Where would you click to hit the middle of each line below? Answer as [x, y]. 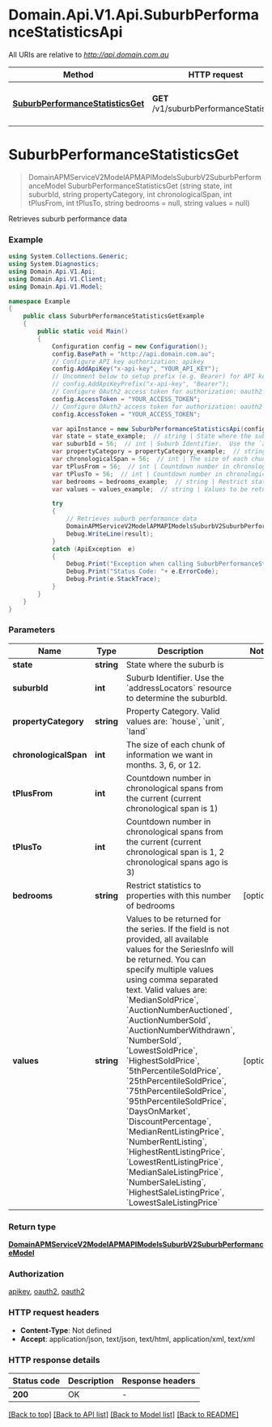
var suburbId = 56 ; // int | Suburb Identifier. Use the [153, 444]
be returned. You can [166, 959]
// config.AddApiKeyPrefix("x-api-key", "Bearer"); [140, 384]
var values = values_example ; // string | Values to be [150, 489]
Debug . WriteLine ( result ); [110, 534]
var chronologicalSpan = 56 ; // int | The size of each [150, 459]
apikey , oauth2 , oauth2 [47, 1292]
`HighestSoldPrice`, [163, 1061]
